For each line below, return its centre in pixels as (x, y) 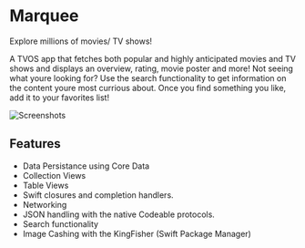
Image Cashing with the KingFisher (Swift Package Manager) (137, 233)
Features (35, 144)
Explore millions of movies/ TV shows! (81, 41)
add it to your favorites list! (60, 98)
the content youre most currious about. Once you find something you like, (148, 88)
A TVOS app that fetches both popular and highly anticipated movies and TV (152, 58)
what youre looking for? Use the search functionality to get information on (148, 77)
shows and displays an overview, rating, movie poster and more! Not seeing (152, 68)
